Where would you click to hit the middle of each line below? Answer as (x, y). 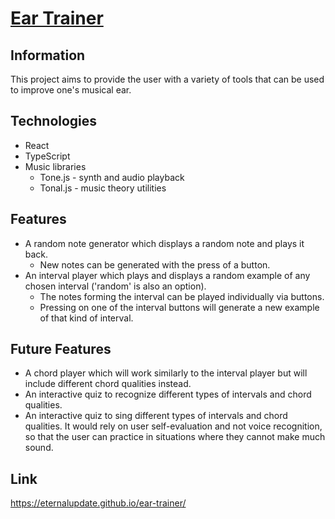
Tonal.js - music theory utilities (103, 188)
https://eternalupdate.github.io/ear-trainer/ (98, 503)
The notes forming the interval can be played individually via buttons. (182, 296)
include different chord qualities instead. (108, 384)
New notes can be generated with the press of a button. (155, 264)
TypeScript (47, 156)
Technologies (54, 121)
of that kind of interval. (86, 318)
